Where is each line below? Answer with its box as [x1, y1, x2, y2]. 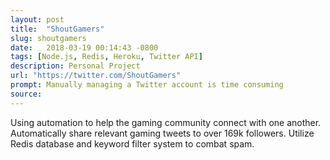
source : [10, 89, 43, 99]
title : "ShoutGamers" [10, 24, 105, 34]
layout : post [10, 14, 65, 25]
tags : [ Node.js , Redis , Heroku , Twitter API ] [10, 52, 203, 62]
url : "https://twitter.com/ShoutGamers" [10, 71, 182, 81]
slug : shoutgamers [10, 33, 87, 43]
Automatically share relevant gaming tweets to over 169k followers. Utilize [10, 127, 315, 139]
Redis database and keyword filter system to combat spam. [10, 137, 255, 150]
